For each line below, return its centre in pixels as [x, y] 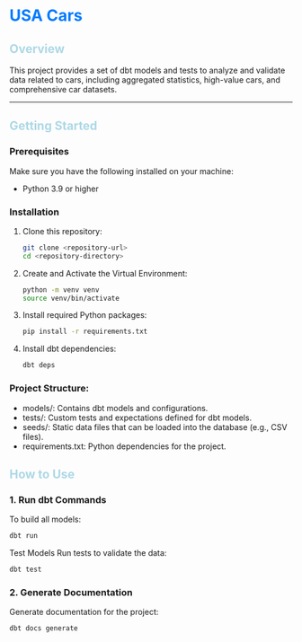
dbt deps [39, 365]
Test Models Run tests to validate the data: [88, 553]
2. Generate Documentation [71, 592]
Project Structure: [49, 389]
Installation [35, 212]
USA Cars [46, 16]
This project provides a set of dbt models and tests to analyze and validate [147, 70]
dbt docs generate [44, 629]
